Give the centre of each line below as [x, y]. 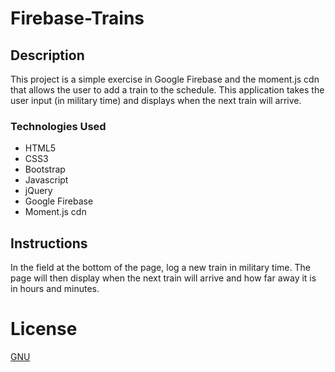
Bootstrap [45, 169]
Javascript [46, 180]
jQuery [38, 191]
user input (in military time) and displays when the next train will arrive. [156, 100]
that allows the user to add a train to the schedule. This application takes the [167, 90]
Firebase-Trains [77, 18]
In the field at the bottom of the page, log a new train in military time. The [160, 268]
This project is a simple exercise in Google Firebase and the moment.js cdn [165, 79]
